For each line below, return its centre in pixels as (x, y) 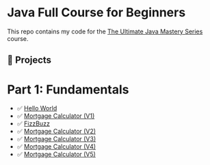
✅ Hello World (37, 108)
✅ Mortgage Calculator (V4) (56, 147)
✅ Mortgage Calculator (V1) (56, 116)
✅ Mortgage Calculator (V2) (56, 132)
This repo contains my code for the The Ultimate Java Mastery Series (105, 31)
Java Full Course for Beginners (96, 13)
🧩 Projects (29, 60)
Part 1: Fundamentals (68, 89)
